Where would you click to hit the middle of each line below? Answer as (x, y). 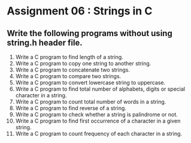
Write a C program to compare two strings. (68, 76)
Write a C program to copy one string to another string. (83, 63)
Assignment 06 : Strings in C (80, 11)
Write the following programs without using (90, 33)
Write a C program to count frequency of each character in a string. (98, 134)
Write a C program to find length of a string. (69, 57)
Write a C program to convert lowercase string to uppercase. (90, 83)
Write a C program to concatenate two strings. (73, 70)
